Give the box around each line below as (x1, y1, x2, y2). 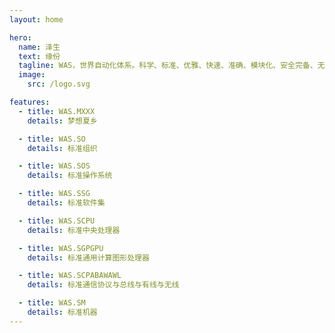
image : (18, 70, 46, 80)
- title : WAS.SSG (18, 189, 91, 199)
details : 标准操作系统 (27, 171, 113, 181)
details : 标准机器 (27, 307, 98, 317)
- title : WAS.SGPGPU (18, 243, 104, 253)
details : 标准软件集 (27, 198, 106, 208)
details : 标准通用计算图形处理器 (27, 252, 150, 263)
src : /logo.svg (27, 79, 91, 90)
